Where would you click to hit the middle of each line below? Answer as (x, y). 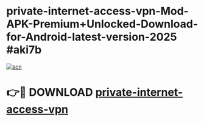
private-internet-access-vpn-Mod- (97, 11)
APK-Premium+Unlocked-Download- (102, 24)
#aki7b (24, 50)
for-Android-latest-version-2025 (92, 37)
